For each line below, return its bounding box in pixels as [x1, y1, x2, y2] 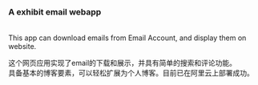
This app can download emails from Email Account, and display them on [8, 33, 247, 42]
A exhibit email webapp [8, 6, 102, 18]
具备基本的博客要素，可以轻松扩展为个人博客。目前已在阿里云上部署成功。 [8, 68, 254, 78]
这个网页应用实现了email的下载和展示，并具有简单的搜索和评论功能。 [8, 59, 237, 68]
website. [8, 42, 37, 51]
